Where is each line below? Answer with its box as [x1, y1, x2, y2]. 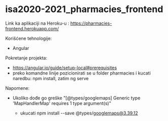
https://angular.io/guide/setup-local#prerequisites [12, 65, 117, 71]
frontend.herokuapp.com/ [5, 25, 59, 31]
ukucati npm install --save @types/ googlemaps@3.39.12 [20, 110, 138, 116]
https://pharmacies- [70, 20, 112, 26]
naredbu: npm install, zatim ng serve [12, 75, 89, 81]
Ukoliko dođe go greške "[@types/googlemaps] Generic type [12, 95, 141, 101]
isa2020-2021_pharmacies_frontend [5, 4, 163, 15]
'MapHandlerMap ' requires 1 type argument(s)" [12, 100, 111, 106]
